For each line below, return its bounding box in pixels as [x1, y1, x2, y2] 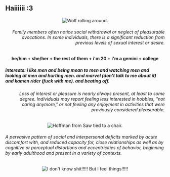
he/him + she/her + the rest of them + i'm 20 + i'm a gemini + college [11, 56, 159, 62]
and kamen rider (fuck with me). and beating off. [5, 78, 110, 84]
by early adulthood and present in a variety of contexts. [5, 150, 122, 156]
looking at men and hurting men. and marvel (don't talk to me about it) [5, 72, 157, 78]
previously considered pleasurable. [91, 106, 165, 113]
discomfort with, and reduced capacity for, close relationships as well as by [5, 139, 164, 146]
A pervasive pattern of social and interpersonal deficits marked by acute [5, 134, 158, 140]
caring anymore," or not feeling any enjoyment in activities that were [22, 101, 165, 107]
